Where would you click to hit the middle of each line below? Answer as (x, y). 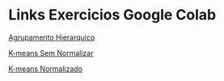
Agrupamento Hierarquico (52, 37)
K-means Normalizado (46, 68)
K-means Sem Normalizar (51, 53)
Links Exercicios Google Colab (112, 15)
